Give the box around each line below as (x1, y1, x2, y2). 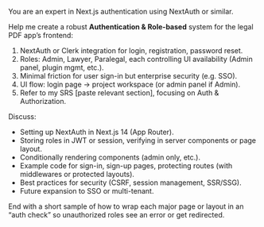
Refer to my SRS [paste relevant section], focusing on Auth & (19, 88, 219, 98)
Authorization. (19, 97, 67, 106)
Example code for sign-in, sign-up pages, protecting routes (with (19, 161, 233, 170)
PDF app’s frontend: (8, 31, 74, 40)
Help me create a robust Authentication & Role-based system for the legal (8, 22, 254, 31)
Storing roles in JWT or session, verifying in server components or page (19, 136, 257, 145)
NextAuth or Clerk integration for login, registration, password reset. (19, 46, 243, 55)
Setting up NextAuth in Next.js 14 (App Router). (19, 127, 174, 137)
